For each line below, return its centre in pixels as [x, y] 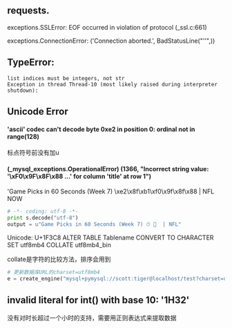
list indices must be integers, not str [66, 78]
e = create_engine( [35, 278]
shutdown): [23, 90]
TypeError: [31, 62]
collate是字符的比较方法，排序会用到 [59, 259]
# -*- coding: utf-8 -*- [43, 212]
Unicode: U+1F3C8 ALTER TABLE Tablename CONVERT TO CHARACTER [110, 238]
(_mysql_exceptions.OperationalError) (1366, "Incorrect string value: [108, 168]
